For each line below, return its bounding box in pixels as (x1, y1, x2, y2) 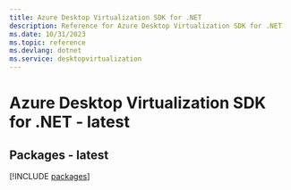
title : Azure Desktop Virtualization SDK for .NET (9, 12, 202, 22)
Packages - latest (9, 147, 109, 162)
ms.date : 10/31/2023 (9, 29, 87, 38)
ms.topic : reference (9, 37, 87, 47)
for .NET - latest (9, 112, 130, 132)
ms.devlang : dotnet (9, 46, 82, 55)
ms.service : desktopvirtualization (9, 54, 142, 63)
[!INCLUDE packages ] (9, 171, 90, 181)
